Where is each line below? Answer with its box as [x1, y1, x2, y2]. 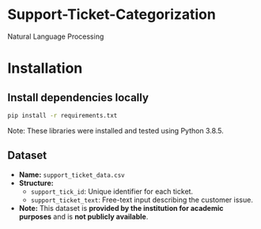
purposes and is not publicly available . [18, 212, 149, 221]
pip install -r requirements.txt [7, 111, 118, 119]
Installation [7, 59, 83, 77]
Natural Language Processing [7, 32, 104, 41]
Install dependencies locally [7, 91, 149, 104]
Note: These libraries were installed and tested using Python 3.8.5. [7, 126, 225, 135]
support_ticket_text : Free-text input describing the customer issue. [30, 195, 254, 205]
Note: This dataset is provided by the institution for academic [18, 203, 224, 212]
